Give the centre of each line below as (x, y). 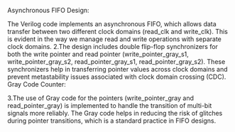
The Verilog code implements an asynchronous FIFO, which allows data (112, 24)
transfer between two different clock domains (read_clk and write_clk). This (118, 32)
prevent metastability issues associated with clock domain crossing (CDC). (117, 77)
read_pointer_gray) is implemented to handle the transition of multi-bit (110, 105)
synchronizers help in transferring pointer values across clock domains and (117, 69)
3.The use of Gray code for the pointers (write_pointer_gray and (100, 98)
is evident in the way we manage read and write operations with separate (114, 39)
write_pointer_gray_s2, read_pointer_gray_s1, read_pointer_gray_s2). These (116, 62)
